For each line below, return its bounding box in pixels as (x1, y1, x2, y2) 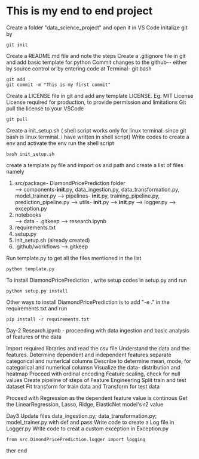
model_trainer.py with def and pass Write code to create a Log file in (6, 418, 174, 426)
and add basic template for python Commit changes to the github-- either (6, 58, 187, 66)
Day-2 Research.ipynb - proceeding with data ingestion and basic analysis (6, 326, 189, 334)
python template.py (6, 266, 55, 272)
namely (6, 168, 25, 175)
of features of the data (6, 333, 62, 340)
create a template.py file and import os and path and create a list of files (6, 161, 183, 168)
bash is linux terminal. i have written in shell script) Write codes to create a (6, 133, 189, 140)
